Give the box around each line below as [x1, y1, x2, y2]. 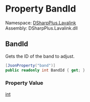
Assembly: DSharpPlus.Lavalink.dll [5, 25, 78, 31]
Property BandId [5, 3, 76, 15]
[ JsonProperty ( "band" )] [5, 63, 56, 68]
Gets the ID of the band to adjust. [5, 53, 75, 59]
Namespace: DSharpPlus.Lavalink [5, 20, 76, 26]
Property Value [5, 79, 44, 86]
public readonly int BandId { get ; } [5, 68, 85, 73]
